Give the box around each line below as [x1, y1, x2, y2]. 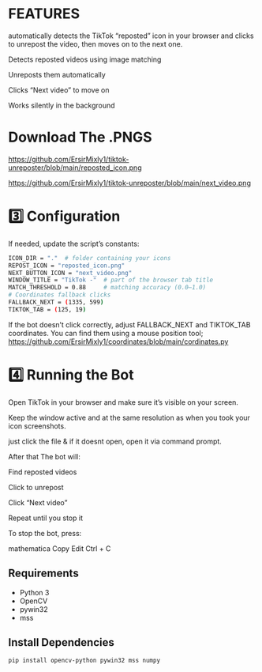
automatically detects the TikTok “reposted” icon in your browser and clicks [8, 31, 254, 40]
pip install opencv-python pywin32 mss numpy [8, 657, 160, 665]
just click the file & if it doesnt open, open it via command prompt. [8, 436, 223, 446]
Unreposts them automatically [8, 70, 107, 79]
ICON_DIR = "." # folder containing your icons [8, 254, 171, 262]
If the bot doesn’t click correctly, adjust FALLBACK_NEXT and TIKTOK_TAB [8, 319, 251, 329]
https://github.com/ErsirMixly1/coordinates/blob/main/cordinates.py [8, 337, 229, 346]
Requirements [8, 567, 79, 580]
